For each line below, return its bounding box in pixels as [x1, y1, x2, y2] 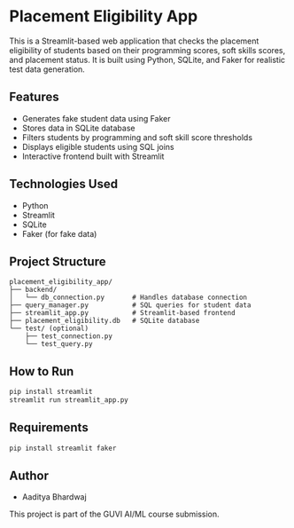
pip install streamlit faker [9, 444, 117, 453]
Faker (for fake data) [21, 228, 97, 239]
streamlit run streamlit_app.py [9, 396, 128, 405]
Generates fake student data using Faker [21, 113, 171, 123]
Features [9, 90, 59, 105]
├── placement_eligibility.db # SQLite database [9, 317, 200, 326]
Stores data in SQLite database [21, 122, 135, 133]
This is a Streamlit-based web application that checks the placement [9, 35, 259, 46]
